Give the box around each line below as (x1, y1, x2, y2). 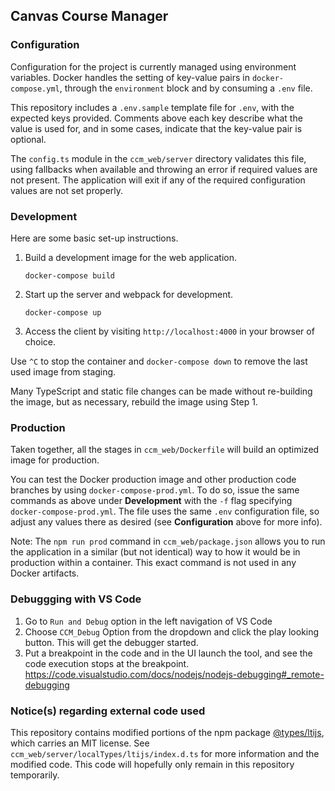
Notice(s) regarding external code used (10, 704, 206, 718)
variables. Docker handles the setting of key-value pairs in (10, 71, 250, 83)
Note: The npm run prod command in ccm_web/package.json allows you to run (10, 535, 326, 548)
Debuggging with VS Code (10, 592, 142, 606)
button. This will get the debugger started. (24, 636, 199, 648)
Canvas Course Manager (10, 8, 169, 25)
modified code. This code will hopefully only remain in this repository (10, 758, 295, 770)
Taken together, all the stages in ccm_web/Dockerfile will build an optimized (10, 444, 320, 456)
